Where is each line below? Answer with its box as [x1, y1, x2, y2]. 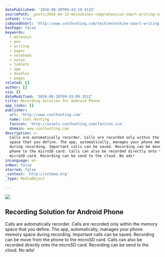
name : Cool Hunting [9, 116, 50, 122]
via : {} [5, 89, 21, 94]
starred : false [5, 167, 36, 172]
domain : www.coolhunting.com [9, 126, 69, 131]
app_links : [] [5, 103, 34, 108]
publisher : [5, 108, 27, 113]
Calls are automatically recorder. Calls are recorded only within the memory [5, 221, 158, 227]
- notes [9, 57, 26, 62]
